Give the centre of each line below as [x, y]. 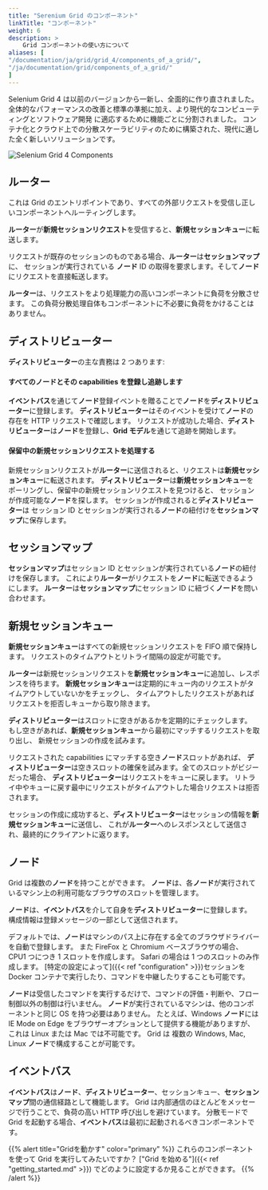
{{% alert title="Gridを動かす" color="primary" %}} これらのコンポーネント [131, 1148]
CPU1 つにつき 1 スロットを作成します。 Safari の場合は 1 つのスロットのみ [130, 957]
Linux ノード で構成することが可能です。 [74, 1044]
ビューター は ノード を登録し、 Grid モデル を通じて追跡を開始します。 [128, 431]
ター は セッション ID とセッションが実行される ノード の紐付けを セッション [130, 510]
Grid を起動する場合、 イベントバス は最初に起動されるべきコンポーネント [128, 1122]
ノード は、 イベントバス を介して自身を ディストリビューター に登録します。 [130, 910]
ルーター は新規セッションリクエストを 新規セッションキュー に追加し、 [124, 674]
